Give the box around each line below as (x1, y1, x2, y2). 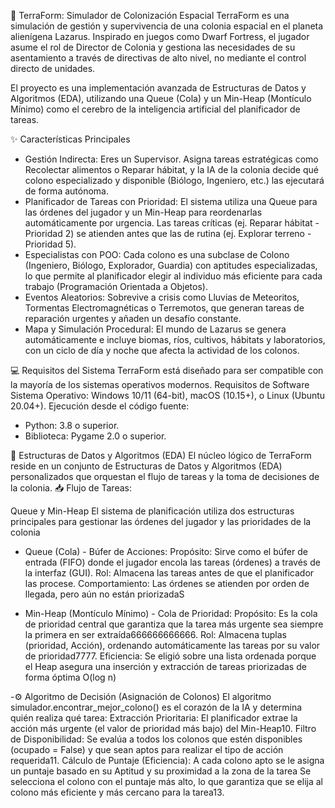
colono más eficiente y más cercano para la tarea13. (10, 786, 225, 798)
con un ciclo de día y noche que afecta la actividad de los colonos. (24, 345, 300, 356)
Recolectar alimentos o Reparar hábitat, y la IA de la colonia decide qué (24, 164, 319, 175)
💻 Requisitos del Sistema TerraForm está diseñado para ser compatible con (10, 365, 324, 376)
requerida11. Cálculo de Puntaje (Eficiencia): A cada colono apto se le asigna (10, 755, 325, 766)
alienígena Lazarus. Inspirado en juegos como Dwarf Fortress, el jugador (10, 31, 310, 42)
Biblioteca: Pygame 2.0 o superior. (24, 430, 167, 442)
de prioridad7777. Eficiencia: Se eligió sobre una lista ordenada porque (24, 650, 317, 662)
